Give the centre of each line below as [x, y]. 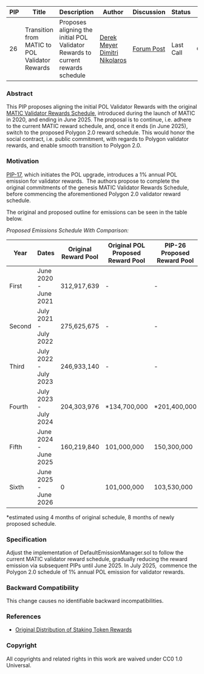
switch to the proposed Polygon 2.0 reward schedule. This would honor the [100, 132]
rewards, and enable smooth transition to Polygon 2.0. [74, 146]
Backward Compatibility [42, 587]
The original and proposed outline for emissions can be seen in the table [97, 212]
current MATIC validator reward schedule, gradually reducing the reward [97, 559]
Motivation [23, 162]
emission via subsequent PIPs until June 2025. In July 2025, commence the [102, 565]
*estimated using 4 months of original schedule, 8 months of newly [90, 517]
